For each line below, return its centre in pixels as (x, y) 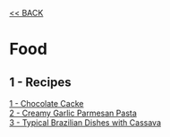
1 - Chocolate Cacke (47, 103)
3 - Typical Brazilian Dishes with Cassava (85, 123)
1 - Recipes (40, 82)
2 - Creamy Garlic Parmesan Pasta (73, 113)
